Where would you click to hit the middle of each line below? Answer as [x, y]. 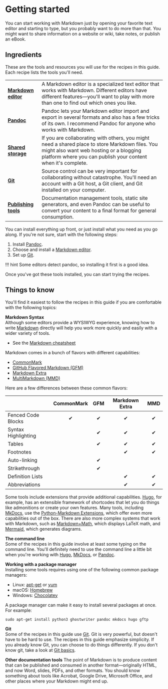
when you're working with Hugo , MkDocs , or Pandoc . [60, 554]
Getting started [37, 9]
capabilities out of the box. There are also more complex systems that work [83, 518]
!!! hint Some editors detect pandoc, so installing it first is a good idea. [77, 265]
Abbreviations [24, 485]
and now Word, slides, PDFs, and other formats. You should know [73, 670]
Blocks [16, 421]
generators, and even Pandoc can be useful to [96, 204]
